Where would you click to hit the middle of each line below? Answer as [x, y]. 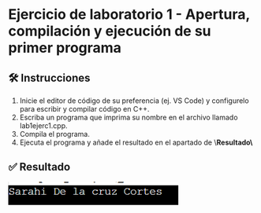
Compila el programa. [55, 134]
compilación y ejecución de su [110, 31]
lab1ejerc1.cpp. [44, 126]
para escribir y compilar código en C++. [84, 109]
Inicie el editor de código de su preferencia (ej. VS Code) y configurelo [134, 101]
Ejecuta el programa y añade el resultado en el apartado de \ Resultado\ [136, 142]
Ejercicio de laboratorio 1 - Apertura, [129, 15]
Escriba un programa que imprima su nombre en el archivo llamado [129, 117]
